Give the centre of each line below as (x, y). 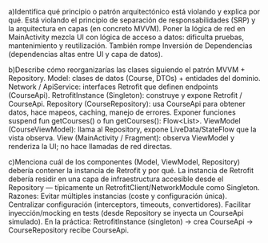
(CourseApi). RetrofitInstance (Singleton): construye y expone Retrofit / (125, 95)
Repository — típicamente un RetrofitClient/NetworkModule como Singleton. (134, 187)
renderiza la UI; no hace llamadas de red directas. (90, 146)
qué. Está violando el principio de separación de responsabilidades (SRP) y (132, 20)
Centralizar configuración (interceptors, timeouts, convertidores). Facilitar (130, 205)
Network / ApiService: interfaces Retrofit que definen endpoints (113, 87)
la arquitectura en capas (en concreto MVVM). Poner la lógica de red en (127, 28)
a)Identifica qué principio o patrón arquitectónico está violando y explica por (134, 12)
